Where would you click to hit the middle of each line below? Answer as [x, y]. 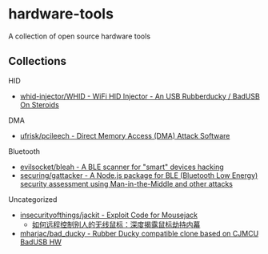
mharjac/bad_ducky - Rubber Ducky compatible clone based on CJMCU [139, 233]
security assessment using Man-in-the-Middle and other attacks [126, 183]
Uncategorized [33, 199]
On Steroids [40, 104]
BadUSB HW [41, 242]
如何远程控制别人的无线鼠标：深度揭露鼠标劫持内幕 [116, 224]
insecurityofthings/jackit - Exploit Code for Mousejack [109, 215]
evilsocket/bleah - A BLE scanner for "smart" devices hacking [122, 167]
